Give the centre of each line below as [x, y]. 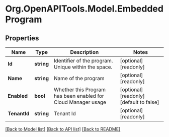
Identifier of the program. [83, 61]
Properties [22, 38]
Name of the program [79, 78]
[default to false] [140, 102]
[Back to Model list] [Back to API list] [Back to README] [63, 129]
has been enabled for [79, 96]
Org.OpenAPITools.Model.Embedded [84, 9]
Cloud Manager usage [80, 102]
